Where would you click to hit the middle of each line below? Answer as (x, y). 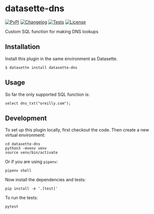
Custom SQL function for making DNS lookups (52, 31)
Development (26, 118)
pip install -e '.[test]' (31, 189)
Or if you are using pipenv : (32, 162)
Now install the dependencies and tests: (45, 180)
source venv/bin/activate (31, 153)
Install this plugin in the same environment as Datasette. (61, 59)
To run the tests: (22, 198)
